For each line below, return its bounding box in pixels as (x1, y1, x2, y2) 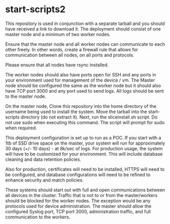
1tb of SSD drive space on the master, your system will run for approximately (5, 140, 165, 146)
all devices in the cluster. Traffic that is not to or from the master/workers (5, 192, 158, 198)
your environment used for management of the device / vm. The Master (5, 77, 155, 83)
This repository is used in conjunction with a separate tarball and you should (5, 20, 165, 26)
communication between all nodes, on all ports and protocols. (5, 52, 134, 58)
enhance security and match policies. (5, 177, 84, 183)
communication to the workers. (5, 214, 71, 220)
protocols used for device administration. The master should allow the (5, 203, 152, 209)
